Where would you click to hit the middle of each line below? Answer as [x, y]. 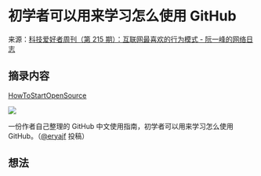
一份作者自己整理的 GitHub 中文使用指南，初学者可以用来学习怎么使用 [121, 126]
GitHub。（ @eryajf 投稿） [49, 136]
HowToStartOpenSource [47, 95]
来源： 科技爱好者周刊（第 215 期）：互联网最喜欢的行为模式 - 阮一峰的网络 [127, 39]
